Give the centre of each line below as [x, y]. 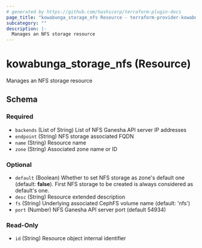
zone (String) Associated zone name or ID [66, 149]
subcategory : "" [26, 23]
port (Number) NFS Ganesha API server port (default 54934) [90, 210]
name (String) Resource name [50, 143]
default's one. [32, 191]
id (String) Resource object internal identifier [70, 238]
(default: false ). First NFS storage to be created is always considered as [104, 184]
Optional [19, 164]
